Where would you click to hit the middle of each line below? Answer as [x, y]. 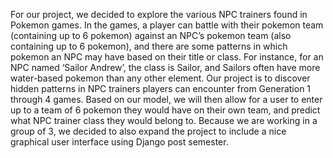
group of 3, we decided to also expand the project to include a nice [148, 131]
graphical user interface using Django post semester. [119, 142]
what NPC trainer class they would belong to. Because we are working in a [164, 120]
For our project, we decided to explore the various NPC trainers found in [159, 14]
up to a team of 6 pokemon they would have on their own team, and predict [165, 110]
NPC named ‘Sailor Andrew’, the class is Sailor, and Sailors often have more [165, 67]
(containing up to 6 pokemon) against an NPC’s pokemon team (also [151, 35]
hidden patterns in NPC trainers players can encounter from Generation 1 [161, 88]
